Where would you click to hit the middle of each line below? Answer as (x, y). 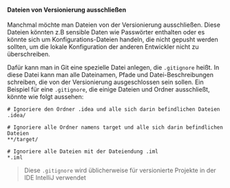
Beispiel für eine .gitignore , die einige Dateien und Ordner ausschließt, (108, 90)
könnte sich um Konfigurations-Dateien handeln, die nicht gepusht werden (113, 40)
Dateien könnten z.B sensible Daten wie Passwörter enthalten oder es (106, 32)
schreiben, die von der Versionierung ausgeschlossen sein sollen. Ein (106, 82)
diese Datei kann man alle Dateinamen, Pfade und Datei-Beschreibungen (110, 75)
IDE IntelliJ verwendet (55, 178)
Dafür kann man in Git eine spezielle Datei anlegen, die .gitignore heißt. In (113, 67)
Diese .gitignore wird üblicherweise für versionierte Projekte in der (120, 170)
